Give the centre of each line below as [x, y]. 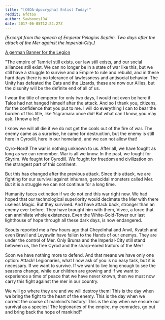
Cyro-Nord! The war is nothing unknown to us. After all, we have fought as [81, 148]
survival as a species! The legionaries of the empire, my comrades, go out [80, 307]
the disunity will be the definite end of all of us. [52, 88]
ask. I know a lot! [22, 119]
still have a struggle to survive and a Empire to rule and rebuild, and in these [82, 73]
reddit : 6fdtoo [21, 14]
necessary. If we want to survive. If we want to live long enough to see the [81, 266]
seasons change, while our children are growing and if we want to [72, 271]
